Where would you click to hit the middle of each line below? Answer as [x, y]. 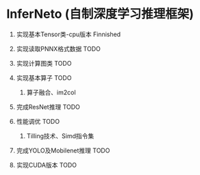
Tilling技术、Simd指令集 [60, 136]
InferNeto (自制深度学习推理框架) [100, 14]
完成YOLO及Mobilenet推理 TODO [63, 150]
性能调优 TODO [38, 121]
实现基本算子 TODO [44, 78]
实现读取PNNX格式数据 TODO [58, 49]
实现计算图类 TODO [44, 63]
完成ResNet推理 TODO [48, 107]
